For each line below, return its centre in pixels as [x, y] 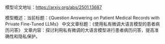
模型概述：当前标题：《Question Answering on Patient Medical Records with [82, 18]
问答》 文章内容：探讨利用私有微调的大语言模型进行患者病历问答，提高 [82, 30]
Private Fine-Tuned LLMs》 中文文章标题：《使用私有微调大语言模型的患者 [80, 24]
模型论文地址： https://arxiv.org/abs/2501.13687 [53, 7]
